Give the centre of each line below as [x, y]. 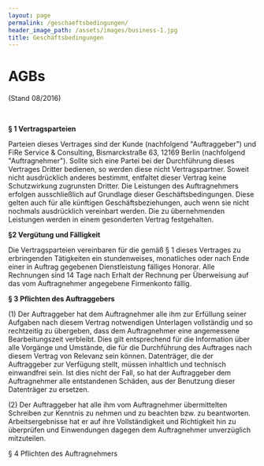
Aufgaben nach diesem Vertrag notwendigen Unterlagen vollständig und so [131, 322]
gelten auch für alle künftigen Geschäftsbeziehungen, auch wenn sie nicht [129, 203]
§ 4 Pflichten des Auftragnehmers [63, 453]
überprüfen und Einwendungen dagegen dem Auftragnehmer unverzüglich [130, 430]
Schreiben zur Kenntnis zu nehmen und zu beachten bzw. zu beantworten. [129, 413]
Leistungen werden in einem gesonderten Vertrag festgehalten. [111, 220]
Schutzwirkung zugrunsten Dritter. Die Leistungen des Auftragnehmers [123, 186]
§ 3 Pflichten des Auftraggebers [62, 299]
